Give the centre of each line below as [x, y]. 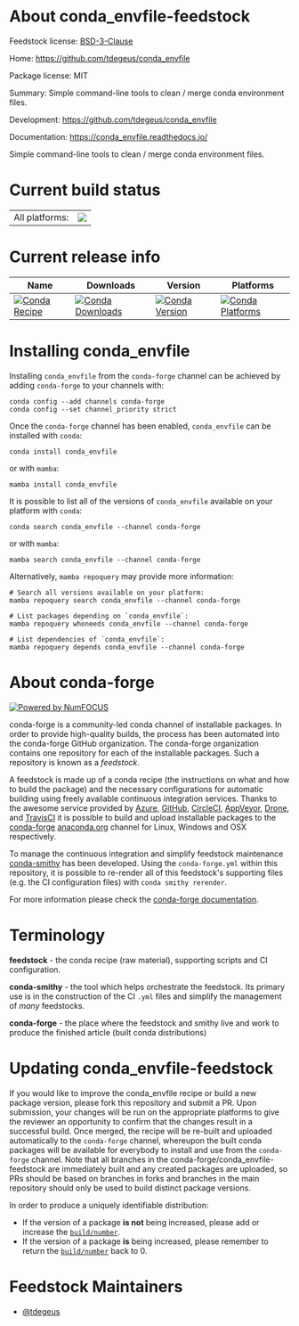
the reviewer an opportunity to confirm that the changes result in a [131, 1121]
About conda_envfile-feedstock [130, 16]
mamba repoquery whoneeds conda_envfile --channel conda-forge [129, 624]
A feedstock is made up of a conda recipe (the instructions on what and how [149, 779]
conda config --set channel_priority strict [93, 409]
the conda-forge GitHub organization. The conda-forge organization [134, 743]
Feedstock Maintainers [96, 1286]
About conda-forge [82, 682]
